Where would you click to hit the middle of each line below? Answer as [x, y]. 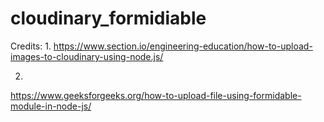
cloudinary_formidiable [108, 18]
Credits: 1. [31, 46]
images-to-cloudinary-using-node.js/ [87, 56]
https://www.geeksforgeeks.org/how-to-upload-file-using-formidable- [156, 95]
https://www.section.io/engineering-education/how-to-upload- [183, 46]
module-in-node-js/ [51, 106]
